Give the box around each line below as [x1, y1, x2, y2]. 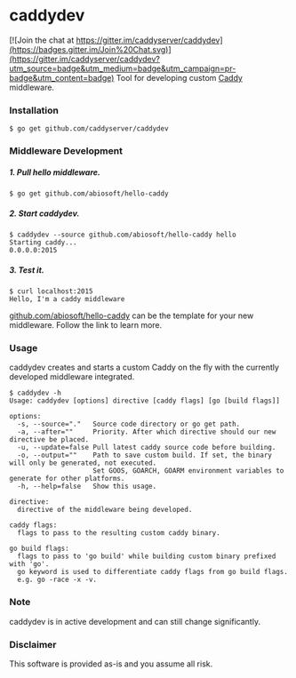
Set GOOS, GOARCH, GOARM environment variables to [92, 467, 284, 475]
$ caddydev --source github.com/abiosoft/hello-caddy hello [9, 230, 237, 240]
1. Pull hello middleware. [9, 166, 100, 178]
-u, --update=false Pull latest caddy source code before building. [17, 443, 276, 452]
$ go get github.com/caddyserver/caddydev [9, 124, 169, 133]
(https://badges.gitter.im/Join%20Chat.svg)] [9, 44, 172, 54]
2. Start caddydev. [9, 208, 80, 219]
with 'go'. [9, 560, 50, 569]
